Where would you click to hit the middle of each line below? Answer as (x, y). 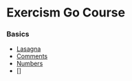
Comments (32, 56)
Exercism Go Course (66, 13)
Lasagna (29, 49)
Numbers (30, 64)
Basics (18, 34)
